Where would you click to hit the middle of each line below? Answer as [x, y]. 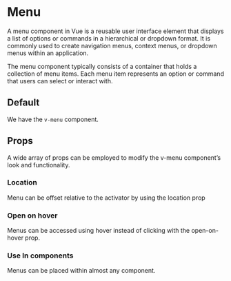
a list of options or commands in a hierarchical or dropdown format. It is [109, 38]
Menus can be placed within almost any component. [81, 271]
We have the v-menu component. [53, 119]
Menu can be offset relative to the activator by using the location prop [106, 198]
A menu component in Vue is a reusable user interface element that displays [115, 31]
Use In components [40, 256]
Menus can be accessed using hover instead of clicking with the [99, 231]
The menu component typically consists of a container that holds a [102, 66]
